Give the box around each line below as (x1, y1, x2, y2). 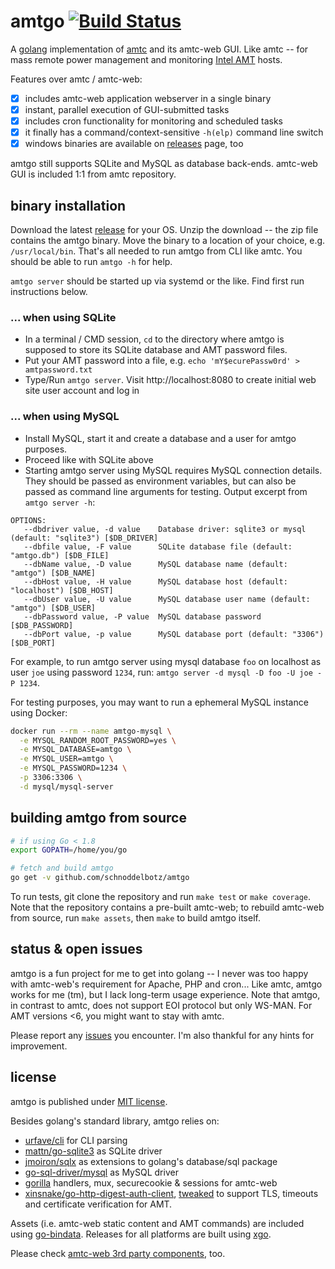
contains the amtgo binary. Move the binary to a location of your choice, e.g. (10, 235, 326, 247)
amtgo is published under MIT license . (10, 1095, 168, 1107)
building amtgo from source (10, 810, 187, 827)
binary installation (10, 197, 127, 214)
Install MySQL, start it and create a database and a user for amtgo (24, 432, 297, 444)
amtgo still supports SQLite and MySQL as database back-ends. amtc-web (10, 158, 318, 170)
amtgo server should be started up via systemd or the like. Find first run (10, 275, 305, 287)
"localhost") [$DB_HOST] (10, 585, 114, 595)
